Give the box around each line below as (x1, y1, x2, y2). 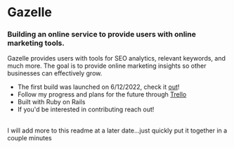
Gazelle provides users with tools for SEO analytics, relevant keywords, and (7, 54, 226, 63)
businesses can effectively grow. (7, 69, 103, 78)
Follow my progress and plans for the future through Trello (17, 90, 187, 99)
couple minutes (7, 134, 52, 142)
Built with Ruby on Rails (17, 98, 86, 106)
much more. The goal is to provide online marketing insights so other (7, 61, 207, 70)
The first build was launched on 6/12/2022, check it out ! (17, 82, 180, 92)
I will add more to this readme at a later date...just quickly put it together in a (7, 126, 228, 135)
